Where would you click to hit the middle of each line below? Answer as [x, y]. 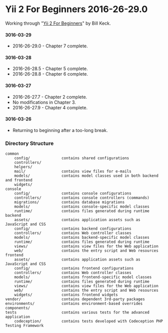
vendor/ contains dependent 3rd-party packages [75, 299]
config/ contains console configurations [73, 193]
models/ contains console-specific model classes [82, 207]
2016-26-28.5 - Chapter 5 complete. [50, 69]
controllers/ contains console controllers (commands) [82, 198]
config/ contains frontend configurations [74, 269]
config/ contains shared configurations [72, 158]
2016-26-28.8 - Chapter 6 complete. [50, 74]
